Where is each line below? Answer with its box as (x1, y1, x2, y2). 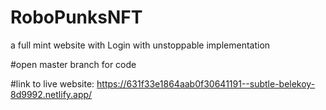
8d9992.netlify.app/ (10, 88, 93, 100)
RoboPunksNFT (10, 6, 143, 29)
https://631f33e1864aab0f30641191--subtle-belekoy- (96, 77, 316, 90)
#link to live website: (10, 77, 95, 90)
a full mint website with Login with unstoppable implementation (10, 39, 271, 51)
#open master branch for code (10, 58, 137, 70)
